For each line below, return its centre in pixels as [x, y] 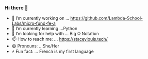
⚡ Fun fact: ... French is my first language [53, 52]
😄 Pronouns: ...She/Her [35, 46]
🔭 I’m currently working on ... [40, 18]
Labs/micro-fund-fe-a [34, 23]
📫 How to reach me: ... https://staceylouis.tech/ [59, 39]
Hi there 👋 [16, 8]
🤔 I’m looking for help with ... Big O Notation [55, 34]
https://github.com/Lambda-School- [107, 18]
